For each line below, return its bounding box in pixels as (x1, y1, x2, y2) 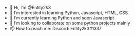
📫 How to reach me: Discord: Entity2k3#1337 (9, 26, 102, 31)
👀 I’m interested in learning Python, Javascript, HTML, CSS (9, 10, 128, 16)
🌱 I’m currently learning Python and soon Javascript (9, 15, 114, 20)
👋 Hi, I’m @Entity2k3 (9, 5, 51, 10)
